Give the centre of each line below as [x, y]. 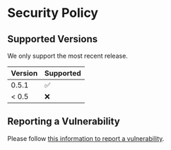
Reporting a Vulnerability [64, 121]
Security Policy [53, 13]
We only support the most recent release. [68, 56]
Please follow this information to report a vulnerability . [86, 138]
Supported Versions [52, 39]
